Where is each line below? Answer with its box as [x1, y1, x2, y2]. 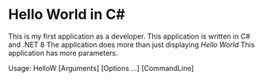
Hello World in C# [8, 6, 125, 24]
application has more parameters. [8, 48, 119, 57]
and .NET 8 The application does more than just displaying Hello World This [8, 39, 255, 49]
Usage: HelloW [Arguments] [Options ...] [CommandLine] [8, 63, 194, 72]
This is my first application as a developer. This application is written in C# [8, 31, 251, 41]
